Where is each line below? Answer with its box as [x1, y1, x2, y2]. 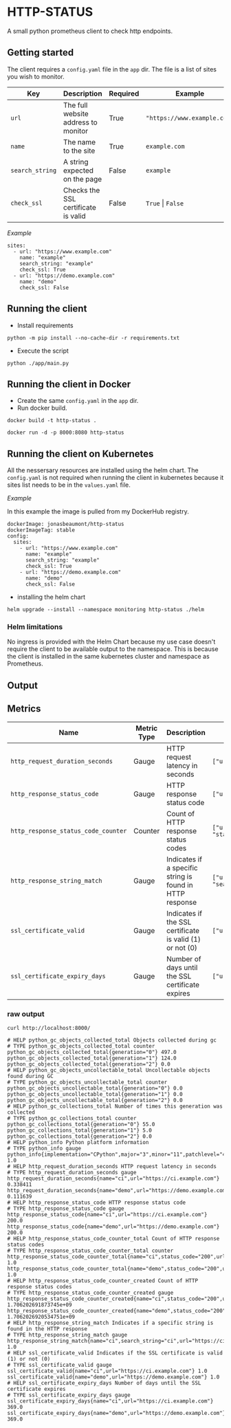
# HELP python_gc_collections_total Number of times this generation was [7, 1103, 223, 1110]
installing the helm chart [16, 593, 86, 602]
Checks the [63, 185, 100, 195]
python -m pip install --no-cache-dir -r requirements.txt [7, 334, 180, 341]
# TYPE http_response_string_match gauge [7, 1331, 128, 1338]
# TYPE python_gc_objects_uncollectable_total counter [7, 1079, 168, 1086]
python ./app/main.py [7, 360, 69, 366]
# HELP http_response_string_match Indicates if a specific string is [7, 1319, 214, 1326]
